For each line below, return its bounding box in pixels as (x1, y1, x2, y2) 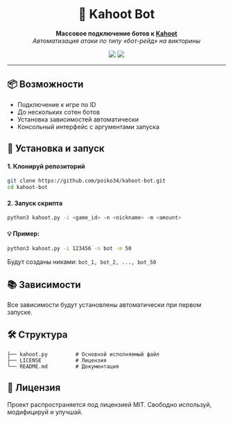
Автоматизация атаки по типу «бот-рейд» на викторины (32, 36, 201, 44)
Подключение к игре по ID (17, 100, 96, 108)
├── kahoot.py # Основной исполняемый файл (7, 351, 159, 358)
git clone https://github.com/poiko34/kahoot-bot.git (7, 177, 166, 185)
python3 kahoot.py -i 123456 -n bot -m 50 (7, 245, 132, 252)
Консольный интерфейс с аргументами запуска (17, 122, 159, 131)
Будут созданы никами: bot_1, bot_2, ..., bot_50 (7, 258, 157, 266)
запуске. (7, 308, 33, 317)
